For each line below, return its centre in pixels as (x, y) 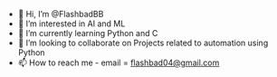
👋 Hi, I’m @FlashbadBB (61, 14)
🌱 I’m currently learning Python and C (88, 33)
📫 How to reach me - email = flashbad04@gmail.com (119, 63)
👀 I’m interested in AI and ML (72, 24)
